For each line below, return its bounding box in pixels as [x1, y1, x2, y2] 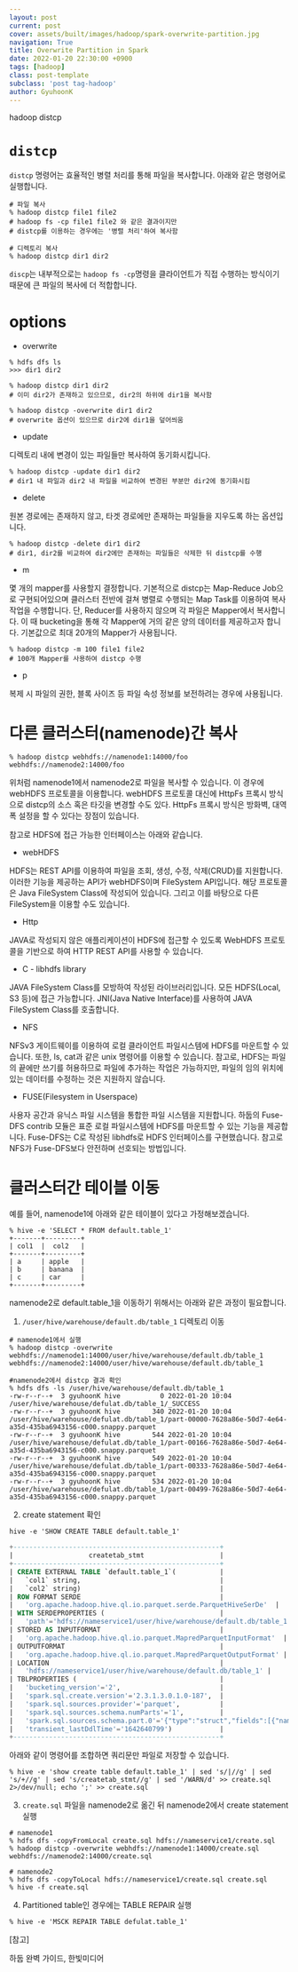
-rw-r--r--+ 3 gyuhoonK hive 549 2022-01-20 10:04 [9, 1454, 232, 1463]
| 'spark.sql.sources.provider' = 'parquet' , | [9, 1699, 224, 1708]
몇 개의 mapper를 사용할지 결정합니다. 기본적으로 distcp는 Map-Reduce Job [9, 583, 277, 593]
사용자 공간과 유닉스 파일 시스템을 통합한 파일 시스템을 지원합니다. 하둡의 [9, 1109, 260, 1120]
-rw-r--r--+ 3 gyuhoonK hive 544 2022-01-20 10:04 [9, 1431, 232, 1440]
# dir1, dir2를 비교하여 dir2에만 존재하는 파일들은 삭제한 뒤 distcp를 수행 [9, 549, 263, 558]
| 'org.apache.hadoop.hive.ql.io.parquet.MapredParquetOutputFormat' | [9, 1650, 288, 1659]
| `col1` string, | [9, 1576, 224, 1585]
